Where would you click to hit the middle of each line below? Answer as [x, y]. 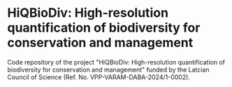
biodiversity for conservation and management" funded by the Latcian [108, 69]
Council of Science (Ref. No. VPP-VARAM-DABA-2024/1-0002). [99, 77]
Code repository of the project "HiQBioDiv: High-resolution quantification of [116, 62]
